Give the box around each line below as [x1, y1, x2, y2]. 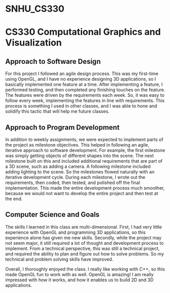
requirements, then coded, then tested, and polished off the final [5, 179, 141, 186]
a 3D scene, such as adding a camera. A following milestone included [5, 163, 151, 169]
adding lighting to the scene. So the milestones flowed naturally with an [5, 169, 155, 175]
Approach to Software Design [5, 57, 101, 66]
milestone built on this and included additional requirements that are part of [5, 158, 163, 164]
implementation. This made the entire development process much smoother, [5, 185, 165, 191]
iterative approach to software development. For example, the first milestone [5, 148, 165, 153]
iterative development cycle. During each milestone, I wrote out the [5, 174, 146, 180]
